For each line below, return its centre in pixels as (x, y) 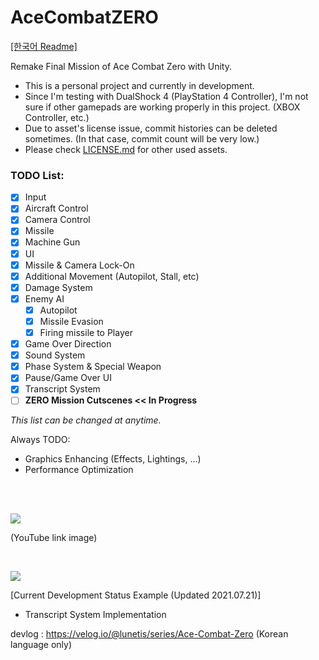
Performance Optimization (79, 470)
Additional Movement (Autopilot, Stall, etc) (112, 276)
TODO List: (37, 175)
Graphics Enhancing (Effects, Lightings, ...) (113, 459)
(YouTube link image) (54, 538)
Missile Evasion (71, 321)
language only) (41, 645)
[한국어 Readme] (44, 46)
